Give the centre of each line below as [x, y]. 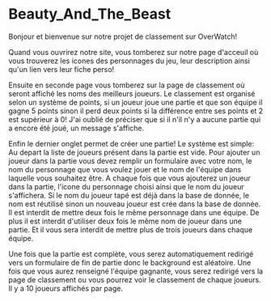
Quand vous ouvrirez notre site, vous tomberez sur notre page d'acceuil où [133, 52]
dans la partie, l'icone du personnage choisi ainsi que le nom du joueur [126, 186]
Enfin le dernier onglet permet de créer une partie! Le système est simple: [131, 143]
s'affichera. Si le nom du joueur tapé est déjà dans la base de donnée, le [129, 195]
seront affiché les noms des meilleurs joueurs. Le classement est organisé [132, 93]
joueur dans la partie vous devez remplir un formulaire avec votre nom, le [130, 161]
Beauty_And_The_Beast [90, 14]
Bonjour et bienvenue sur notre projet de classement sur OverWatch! [123, 36]
